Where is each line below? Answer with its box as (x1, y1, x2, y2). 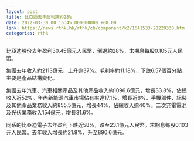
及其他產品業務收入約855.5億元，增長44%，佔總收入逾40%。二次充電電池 (6, 102, 187, 109)
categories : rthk (6, 31, 49, 36)
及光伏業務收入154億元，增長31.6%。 (6, 109, 97, 116)
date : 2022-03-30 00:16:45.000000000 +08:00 (6, 19, 117, 25)
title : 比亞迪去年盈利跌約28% (6, 14, 72, 20)
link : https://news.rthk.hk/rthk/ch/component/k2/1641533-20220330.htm (6, 25, 185, 31)
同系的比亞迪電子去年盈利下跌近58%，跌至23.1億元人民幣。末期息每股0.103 (6, 122, 189, 129)
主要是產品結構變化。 (6, 75, 57, 82)
